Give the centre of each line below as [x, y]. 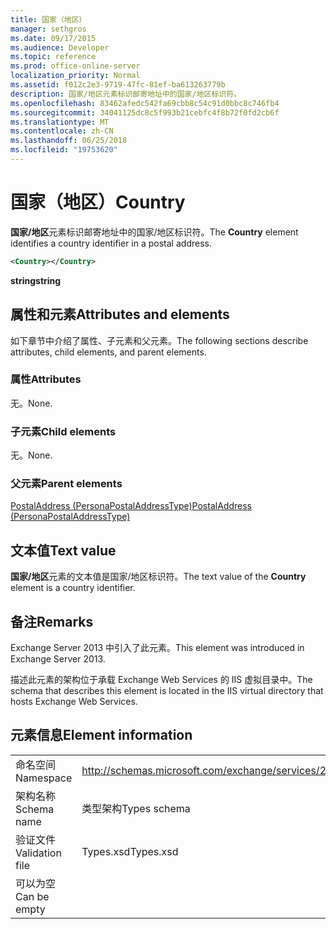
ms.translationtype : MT [60, 122]
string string [36, 280]
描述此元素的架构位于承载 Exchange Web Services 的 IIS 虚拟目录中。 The [161, 680]
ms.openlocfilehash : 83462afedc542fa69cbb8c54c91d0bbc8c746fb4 [145, 103]
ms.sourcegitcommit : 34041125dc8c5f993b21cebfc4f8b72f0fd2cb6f [145, 112]
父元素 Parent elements [66, 484]
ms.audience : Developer [60, 47]
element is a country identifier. [73, 588]
